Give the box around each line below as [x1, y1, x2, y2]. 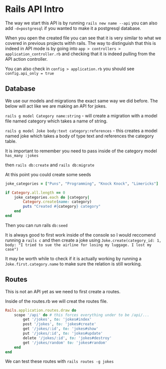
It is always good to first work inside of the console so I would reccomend [5, 232, 156, 238]
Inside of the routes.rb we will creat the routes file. [5, 298, 108, 304]
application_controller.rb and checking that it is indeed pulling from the [5, 51, 156, 57]
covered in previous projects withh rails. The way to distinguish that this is [5, 40, 156, 46]
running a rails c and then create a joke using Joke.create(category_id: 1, [5, 237, 162, 243]
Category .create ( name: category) [23, 199, 92, 205]
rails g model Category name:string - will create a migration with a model [5, 113, 158, 119]
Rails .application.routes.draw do [5, 308, 77, 313]
